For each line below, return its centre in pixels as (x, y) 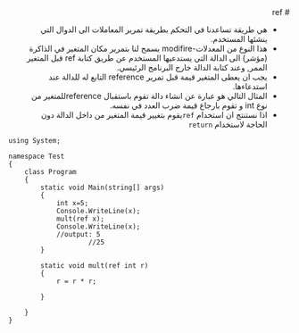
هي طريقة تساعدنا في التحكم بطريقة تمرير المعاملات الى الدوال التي (154, 29)
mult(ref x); (80, 219)
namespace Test (37, 156)
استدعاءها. (250, 86)
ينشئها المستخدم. (239, 39)
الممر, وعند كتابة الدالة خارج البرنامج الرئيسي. (192, 67)
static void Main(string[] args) (103, 187)
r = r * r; (76, 281)
